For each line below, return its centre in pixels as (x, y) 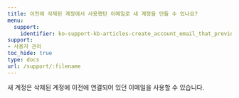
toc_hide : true (30, 54)
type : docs (23, 60)
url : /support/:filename (44, 66)
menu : (15, 20)
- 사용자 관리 (25, 47)
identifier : (38, 33)
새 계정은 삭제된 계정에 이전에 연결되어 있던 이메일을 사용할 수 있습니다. (106, 87)
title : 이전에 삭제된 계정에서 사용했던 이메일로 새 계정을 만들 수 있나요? (103, 14)
